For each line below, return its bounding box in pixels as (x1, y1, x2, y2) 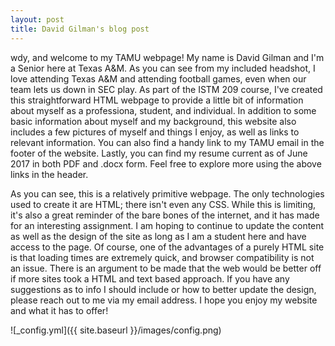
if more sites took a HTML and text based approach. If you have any (10, 272, 290, 285)
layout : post (10, 14, 65, 25)
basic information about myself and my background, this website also (10, 115, 297, 127)
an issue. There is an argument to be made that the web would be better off (10, 262, 322, 274)
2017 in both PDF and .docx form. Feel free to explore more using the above (10, 157, 322, 170)
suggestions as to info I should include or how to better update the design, (10, 283, 317, 295)
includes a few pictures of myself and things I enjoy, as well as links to (10, 126, 300, 138)
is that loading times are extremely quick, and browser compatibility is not (10, 251, 315, 263)
